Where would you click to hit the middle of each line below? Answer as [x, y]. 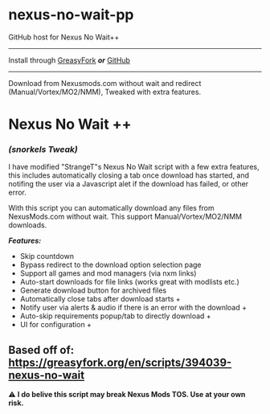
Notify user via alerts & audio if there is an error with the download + [133, 308]
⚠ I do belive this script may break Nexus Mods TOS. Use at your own [127, 395]
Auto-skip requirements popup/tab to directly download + [115, 316]
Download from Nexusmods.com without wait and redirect [105, 83]
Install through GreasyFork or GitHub [70, 60]
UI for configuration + [56, 325]
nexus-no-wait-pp [71, 15]
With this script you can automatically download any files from [111, 208]
